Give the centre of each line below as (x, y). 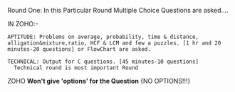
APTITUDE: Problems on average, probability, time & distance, (103, 37)
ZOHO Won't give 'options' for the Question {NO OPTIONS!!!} (99, 81)
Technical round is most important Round (76, 68)
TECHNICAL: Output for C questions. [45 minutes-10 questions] (103, 62)
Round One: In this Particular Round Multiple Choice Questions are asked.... (118, 10)
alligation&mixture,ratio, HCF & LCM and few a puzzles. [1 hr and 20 (114, 43)
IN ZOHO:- (23, 24)
